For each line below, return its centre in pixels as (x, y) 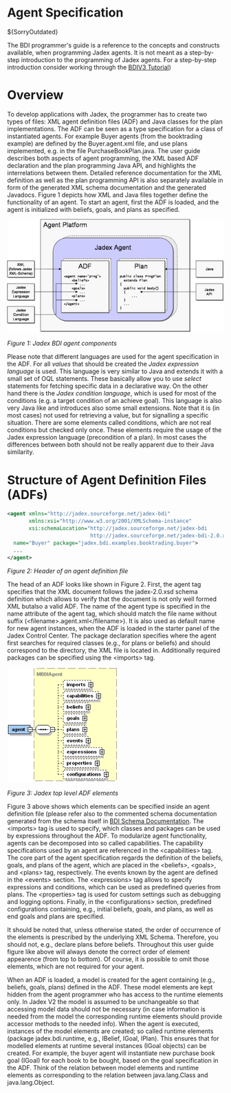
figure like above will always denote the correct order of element (99, 952)
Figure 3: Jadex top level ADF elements (63, 793)
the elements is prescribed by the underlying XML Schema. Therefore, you (113, 937)
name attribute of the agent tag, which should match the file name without (112, 613)
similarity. (21, 452)
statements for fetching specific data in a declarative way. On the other (108, 386)
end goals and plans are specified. (56, 916)
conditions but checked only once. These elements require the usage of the (114, 430)
